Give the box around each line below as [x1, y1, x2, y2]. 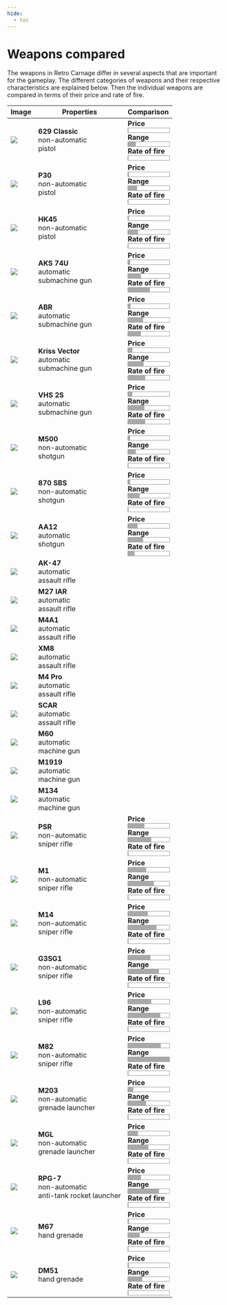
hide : [7, 10, 23, 17]
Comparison [127, 108, 169, 117]
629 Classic [38, 127, 78, 136]
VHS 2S [38, 390, 64, 400]
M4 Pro [38, 672, 63, 682]
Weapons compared [7, 46, 125, 62]
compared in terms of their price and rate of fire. [7, 91, 144, 99]
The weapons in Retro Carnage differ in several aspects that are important [7, 69, 217, 77]
